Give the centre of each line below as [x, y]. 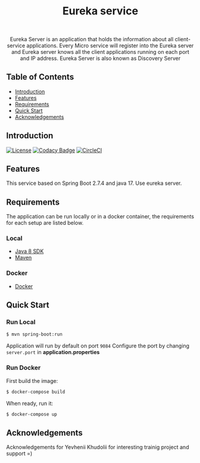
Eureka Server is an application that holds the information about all [92, 39]
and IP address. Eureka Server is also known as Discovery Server [100, 58]
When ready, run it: [30, 403]
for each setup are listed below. [45, 223]
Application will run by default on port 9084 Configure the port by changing [98, 346]
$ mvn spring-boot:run [34, 334]
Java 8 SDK [29, 251]
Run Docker [23, 368]
